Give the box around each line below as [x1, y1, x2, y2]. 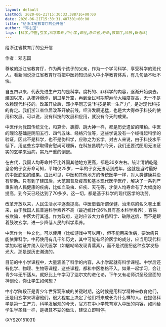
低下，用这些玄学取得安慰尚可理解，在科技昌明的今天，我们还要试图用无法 [5, 142, 157, 148]
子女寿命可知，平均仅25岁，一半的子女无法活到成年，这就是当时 [18, 166, 149, 171]
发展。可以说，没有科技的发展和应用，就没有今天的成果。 [13, 114, 131, 119]
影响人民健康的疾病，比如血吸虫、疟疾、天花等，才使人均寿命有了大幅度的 [9, 184, 161, 190]
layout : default [5, 7, 39, 12]
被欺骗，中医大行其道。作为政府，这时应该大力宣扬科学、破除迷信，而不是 [5, 213, 157, 219]
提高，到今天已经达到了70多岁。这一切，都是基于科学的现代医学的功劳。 [5, 191, 153, 196]
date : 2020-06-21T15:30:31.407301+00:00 [5, 16, 90, 21]
